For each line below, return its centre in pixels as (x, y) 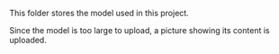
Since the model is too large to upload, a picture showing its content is (139, 30)
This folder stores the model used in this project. (99, 13)
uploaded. (28, 40)
